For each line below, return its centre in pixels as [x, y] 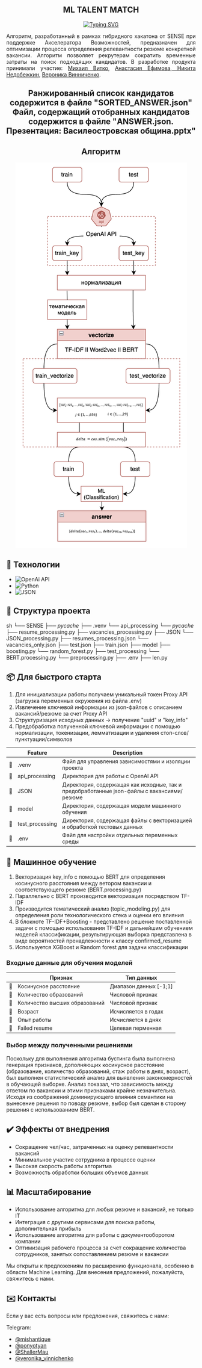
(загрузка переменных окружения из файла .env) [78, 701]
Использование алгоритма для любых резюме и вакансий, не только [104, 1210]
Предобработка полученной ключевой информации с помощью [97, 726]
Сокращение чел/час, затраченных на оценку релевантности [94, 1147]
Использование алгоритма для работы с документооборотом [94, 1235]
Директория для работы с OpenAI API [111, 776]
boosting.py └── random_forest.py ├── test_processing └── [83, 651]
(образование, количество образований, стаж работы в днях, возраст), [98, 1071]
